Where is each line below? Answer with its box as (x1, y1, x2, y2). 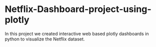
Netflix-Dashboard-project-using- (5, 3, 151, 15)
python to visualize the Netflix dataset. (5, 36, 85, 42)
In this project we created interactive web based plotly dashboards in (5, 30, 149, 36)
